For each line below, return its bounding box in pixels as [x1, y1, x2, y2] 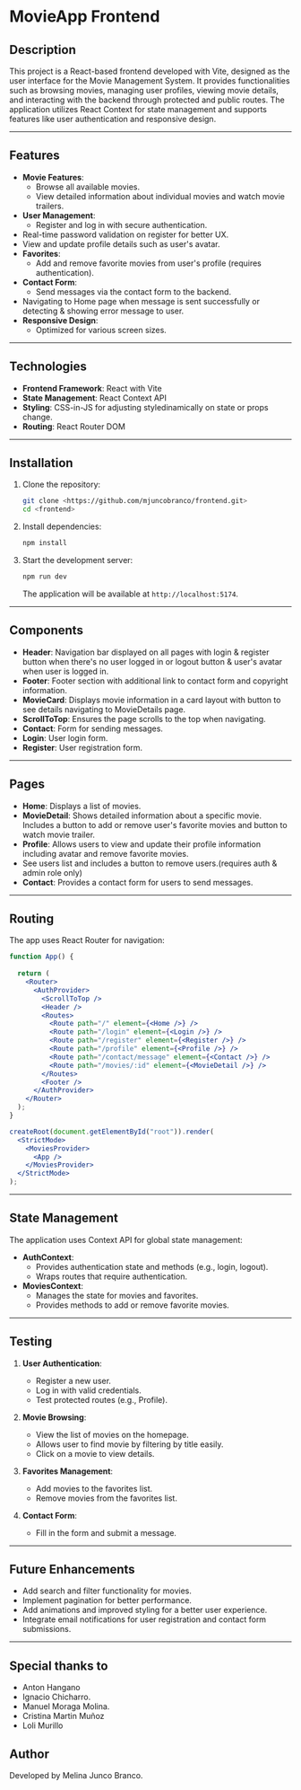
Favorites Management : [21, 1466, 114, 1477]
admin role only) [21, 867, 83, 877]
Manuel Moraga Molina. [21, 1701, 110, 1712]
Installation [9, 455, 73, 471]
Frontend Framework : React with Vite [21, 383, 163, 393]
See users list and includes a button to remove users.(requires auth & [21, 858, 278, 869]
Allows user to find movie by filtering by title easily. [35, 1439, 224, 1450]
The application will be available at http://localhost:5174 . [21, 588, 239, 599]
